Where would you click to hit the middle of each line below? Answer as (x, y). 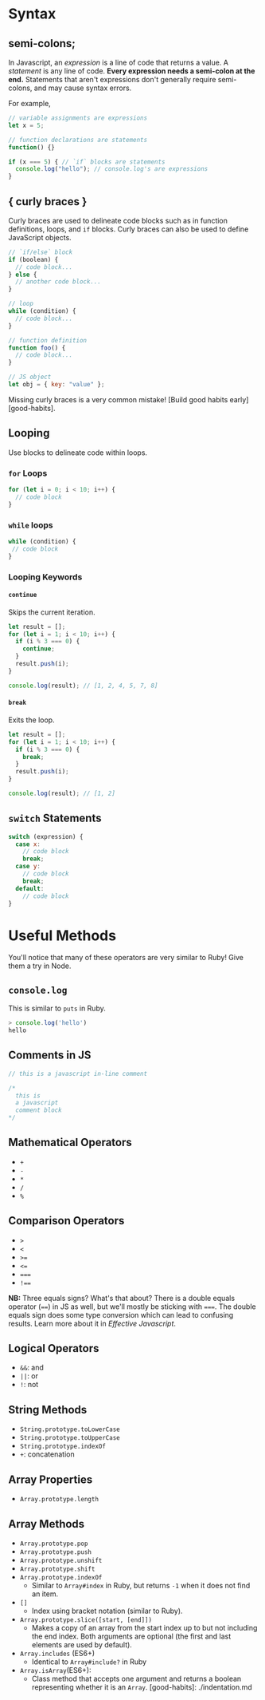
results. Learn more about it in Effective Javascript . (92, 1323)
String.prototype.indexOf (62, 1447)
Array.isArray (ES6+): (55, 1670)
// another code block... (58, 282)
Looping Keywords (45, 577)
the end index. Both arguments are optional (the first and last (131, 1636)
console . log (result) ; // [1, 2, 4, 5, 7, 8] (83, 686)
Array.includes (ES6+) (57, 1653)
